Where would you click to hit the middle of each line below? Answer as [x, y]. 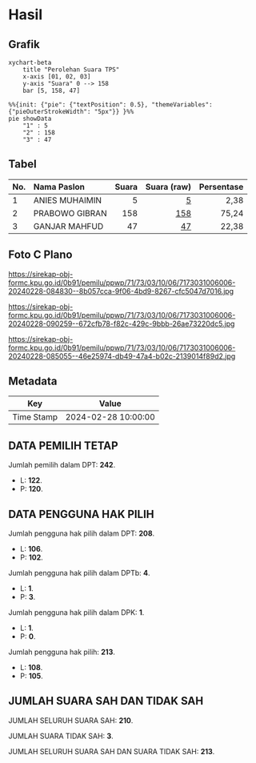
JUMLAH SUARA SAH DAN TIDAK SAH [106, 701]
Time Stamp [35, 417]
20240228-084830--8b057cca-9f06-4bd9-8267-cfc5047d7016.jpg [121, 291]
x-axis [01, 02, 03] [57, 77]
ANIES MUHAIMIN [68, 200]
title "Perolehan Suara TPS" [71, 70]
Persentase [221, 187]
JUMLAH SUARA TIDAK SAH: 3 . [61, 736]
